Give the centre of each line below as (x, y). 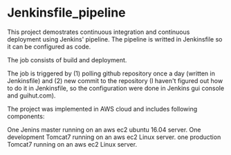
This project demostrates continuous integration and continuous (99, 32)
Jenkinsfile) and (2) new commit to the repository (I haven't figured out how (115, 80)
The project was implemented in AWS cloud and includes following (102, 109)
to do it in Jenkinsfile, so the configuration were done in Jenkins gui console (116, 88)
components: (26, 116)
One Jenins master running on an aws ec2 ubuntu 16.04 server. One (104, 129)
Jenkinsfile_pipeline (66, 13)
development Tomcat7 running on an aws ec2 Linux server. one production (114, 137)
